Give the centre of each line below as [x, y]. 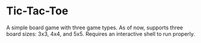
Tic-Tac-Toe [37, 11]
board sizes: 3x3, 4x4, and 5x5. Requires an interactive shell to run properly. [101, 33]
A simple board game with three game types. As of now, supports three [95, 27]
